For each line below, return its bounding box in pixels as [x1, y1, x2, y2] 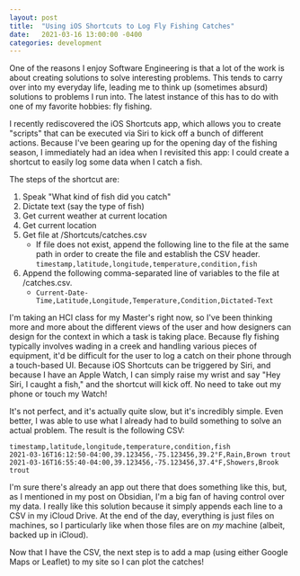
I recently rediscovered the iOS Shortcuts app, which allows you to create [9, 119, 281, 129]
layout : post [9, 13, 58, 22]
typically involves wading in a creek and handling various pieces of [9, 341, 258, 351]
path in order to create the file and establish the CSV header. [35, 249, 260, 260]
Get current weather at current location [22, 210, 168, 221]
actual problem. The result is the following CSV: [9, 425, 186, 436]
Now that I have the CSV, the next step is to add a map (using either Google [9, 547, 289, 558]
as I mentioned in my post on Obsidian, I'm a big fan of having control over [9, 492, 286, 502]
